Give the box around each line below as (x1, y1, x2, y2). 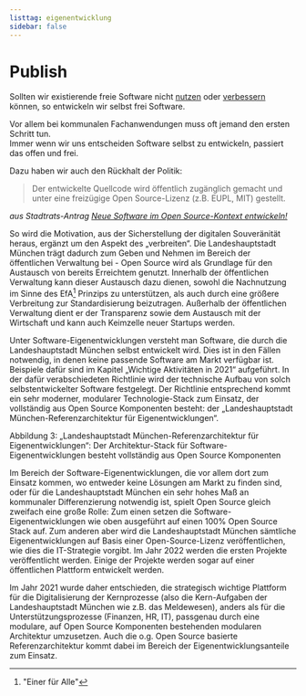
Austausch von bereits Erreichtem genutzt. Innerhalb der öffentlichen (9, 267, 269, 279)
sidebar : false (9, 22, 67, 31)
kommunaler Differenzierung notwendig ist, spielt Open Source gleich (9, 497, 271, 508)
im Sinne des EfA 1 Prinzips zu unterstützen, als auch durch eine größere (9, 287, 280, 300)
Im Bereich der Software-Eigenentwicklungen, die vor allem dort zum (9, 468, 269, 479)
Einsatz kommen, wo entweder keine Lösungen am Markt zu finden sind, (9, 477, 282, 489)
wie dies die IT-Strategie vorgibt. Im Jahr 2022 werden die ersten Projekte (9, 545, 288, 556)
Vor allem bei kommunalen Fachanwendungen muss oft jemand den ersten (9, 119, 290, 130)
